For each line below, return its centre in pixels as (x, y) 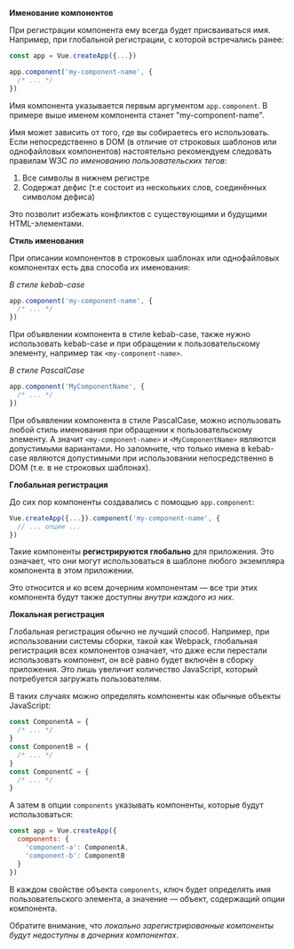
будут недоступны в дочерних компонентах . (94, 935)
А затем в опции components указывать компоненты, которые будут (136, 805)
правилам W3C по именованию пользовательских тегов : (119, 160)
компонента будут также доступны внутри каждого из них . (122, 597)
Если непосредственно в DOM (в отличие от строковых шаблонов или (143, 141)
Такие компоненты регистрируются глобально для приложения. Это (142, 551)
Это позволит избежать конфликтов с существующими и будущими (139, 213)
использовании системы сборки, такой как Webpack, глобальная (133, 641)
